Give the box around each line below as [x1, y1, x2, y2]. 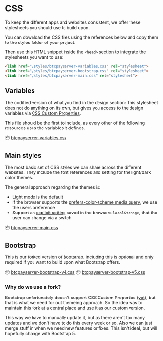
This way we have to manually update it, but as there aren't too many [5, 315, 145, 321]
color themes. [5, 175, 33, 181]
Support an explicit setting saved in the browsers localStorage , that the [12, 210, 158, 215]
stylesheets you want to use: [5, 54, 64, 60]
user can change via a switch [12, 215, 72, 221]
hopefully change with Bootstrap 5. [5, 331, 76, 337]
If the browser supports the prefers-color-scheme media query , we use [12, 199, 158, 205]
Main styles [5, 151, 42, 160]
